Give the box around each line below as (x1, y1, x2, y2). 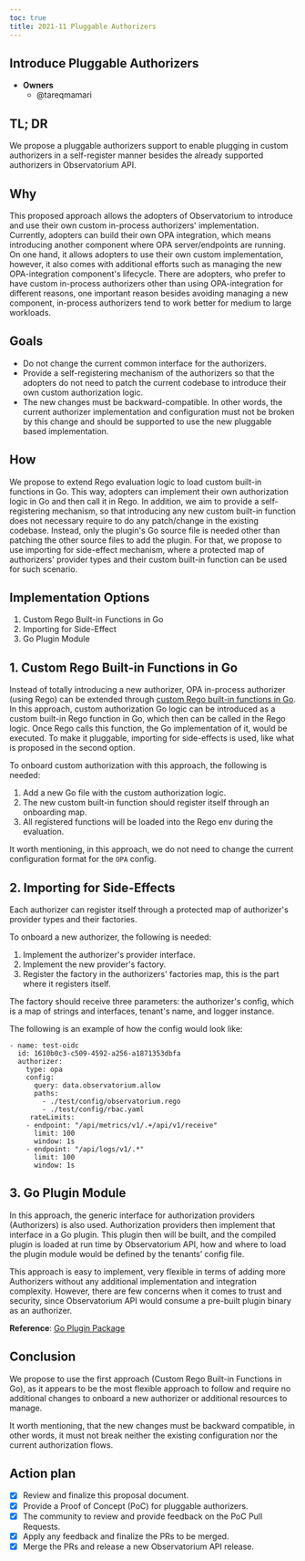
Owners (22, 79, 55, 91)
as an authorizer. (9, 1305, 73, 1316)
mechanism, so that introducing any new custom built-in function (51, 505, 296, 516)
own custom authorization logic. (22, 387, 144, 398)
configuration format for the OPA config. (9, 854, 157, 865)
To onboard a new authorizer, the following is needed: (9, 931, 212, 942)
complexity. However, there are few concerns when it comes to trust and (9, 1285, 282, 1296)
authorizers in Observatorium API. (9, 160, 137, 171)
